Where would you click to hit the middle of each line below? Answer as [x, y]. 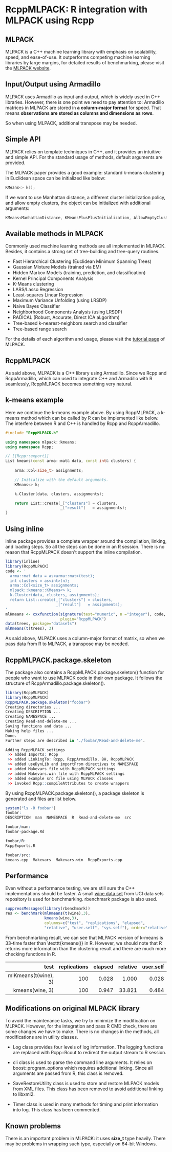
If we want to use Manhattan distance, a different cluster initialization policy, [85, 197]
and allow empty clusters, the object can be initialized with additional [78, 203]
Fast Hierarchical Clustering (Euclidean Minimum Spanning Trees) [82, 261]
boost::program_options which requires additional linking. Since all [83, 1068]
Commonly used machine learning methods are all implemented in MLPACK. [85, 246]
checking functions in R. [31, 954]
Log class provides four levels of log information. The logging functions [88, 1047]
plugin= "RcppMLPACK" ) [83, 619]
